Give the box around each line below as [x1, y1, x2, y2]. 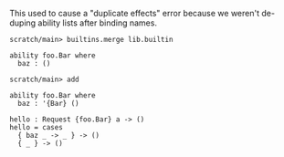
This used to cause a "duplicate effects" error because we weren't [9, 8, 260, 18]
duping [9, 17, 37, 28]
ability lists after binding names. [37, 17, 158, 28]
